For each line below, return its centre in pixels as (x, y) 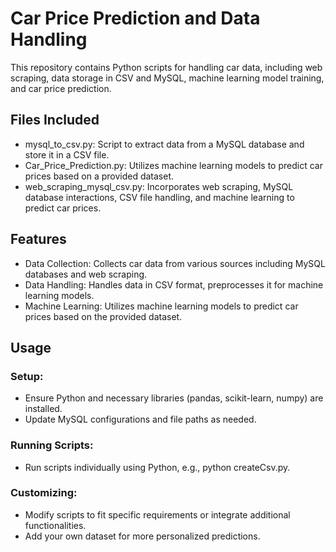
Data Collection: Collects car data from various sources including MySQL (175, 263)
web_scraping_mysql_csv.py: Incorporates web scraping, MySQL (159, 186)
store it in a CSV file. (67, 154)
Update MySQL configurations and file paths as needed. (140, 419)
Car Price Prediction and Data (135, 18)
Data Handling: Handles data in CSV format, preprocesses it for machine (174, 284)
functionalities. (55, 525)
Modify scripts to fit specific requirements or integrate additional (157, 514)
